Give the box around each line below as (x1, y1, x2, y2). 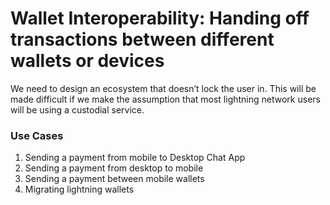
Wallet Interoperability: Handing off (10, 7, 310, 30)
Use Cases (10, 128, 64, 142)
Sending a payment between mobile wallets (24, 173, 205, 185)
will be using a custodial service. (10, 103, 145, 116)
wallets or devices (10, 50, 165, 72)
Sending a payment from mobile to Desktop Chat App (24, 152, 246, 164)
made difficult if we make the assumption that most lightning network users (10, 93, 321, 105)
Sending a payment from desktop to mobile (24, 162, 204, 174)
